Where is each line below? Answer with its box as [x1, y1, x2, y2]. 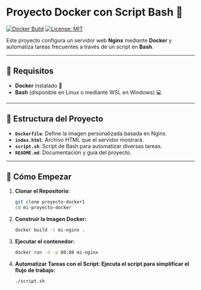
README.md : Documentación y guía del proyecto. [14, 149, 132, 156]
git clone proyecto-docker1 [14, 199, 85, 205]
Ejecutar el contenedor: [14, 238, 75, 245]
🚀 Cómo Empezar [6, 172, 72, 182]
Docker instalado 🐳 [14, 82, 63, 89]
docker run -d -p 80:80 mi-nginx [14, 249, 99, 255]
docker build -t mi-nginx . [14, 227, 85, 233]
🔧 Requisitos [6, 66, 54, 77]
